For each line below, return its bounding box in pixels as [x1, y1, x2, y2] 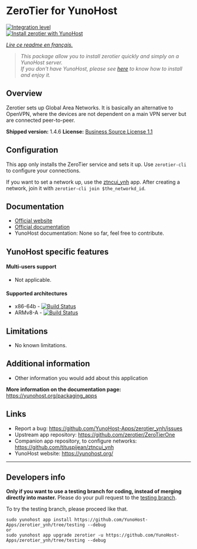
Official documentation [14, 224, 70, 231]
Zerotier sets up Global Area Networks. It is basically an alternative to [6, 104, 174, 111]
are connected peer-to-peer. [6, 117, 75, 124]
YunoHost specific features [6, 247, 109, 257]
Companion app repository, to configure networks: [14, 437, 137, 444]
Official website [14, 217, 53, 224]
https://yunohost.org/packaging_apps [6, 392, 97, 399]
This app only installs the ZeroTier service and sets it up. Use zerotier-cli [6, 161, 186, 168]
